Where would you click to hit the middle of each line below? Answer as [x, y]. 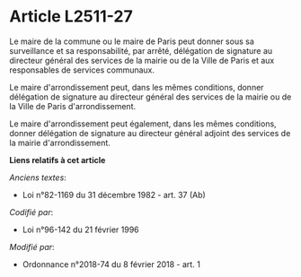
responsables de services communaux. [82, 70]
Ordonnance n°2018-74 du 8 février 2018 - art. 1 [111, 264]
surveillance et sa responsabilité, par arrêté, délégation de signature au [141, 50]
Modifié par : [32, 247]
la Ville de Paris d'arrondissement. [73, 106]
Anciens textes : [38, 177]
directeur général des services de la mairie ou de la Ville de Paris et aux [142, 60]
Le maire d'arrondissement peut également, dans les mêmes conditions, [143, 124]
